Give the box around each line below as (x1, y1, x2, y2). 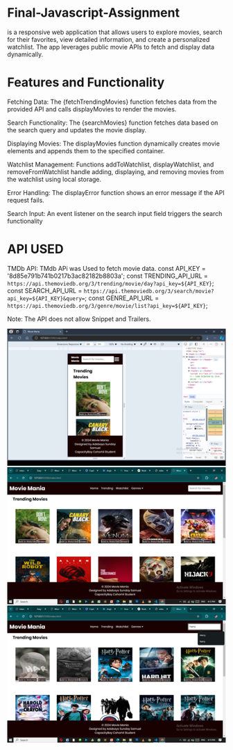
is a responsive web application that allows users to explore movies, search (7, 28, 223, 36)
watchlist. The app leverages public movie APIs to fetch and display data (7, 42, 215, 51)
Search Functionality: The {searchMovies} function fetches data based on (7, 118, 218, 127)
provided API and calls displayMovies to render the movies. (7, 104, 177, 113)
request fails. (7, 196, 45, 204)
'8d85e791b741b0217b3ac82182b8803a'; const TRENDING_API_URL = (7, 272, 208, 280)
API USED (7, 242, 64, 257)
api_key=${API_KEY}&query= (7, 295, 85, 302)
